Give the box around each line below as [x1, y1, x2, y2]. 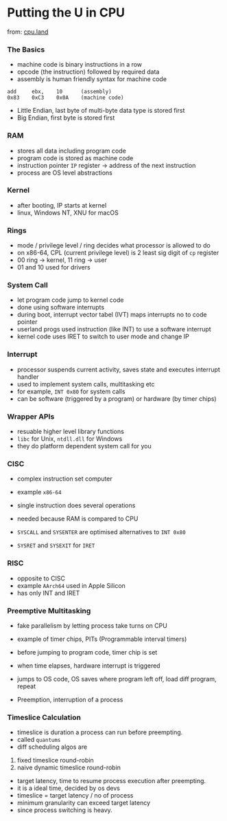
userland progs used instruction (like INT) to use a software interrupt [16, 325, 211, 333]
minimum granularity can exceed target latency [16, 799, 151, 807]
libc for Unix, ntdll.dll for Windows [16, 435, 123, 443]
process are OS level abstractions [16, 168, 113, 177]
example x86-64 [16, 488, 62, 496]
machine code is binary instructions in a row [16, 61, 143, 69]
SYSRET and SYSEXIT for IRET [16, 541, 95, 549]
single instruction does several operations [16, 501, 136, 510]
